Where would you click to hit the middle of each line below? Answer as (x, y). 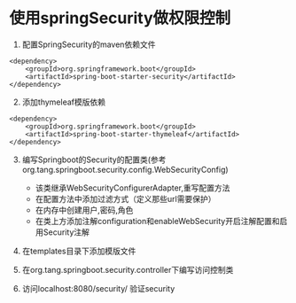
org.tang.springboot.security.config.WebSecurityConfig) (125, 169)
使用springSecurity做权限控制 (120, 18)
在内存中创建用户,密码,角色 (84, 210)
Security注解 (66, 232)
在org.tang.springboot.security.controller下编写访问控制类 (128, 269)
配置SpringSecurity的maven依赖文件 (89, 44)
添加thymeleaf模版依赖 (64, 102)
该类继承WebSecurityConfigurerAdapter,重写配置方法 (132, 188)
